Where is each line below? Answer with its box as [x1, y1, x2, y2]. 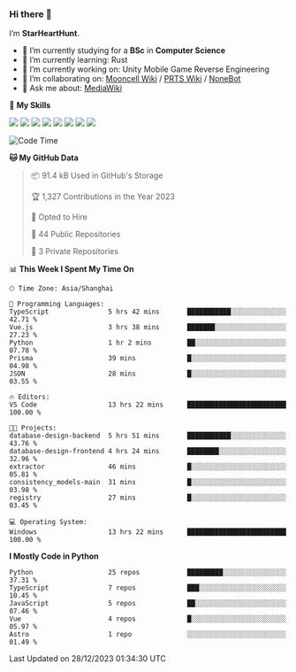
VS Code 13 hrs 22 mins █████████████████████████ [9, 400, 287, 410]
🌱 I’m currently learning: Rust [21, 55, 128, 66]
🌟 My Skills [9, 100, 51, 111]
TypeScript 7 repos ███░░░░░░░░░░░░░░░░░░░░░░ [9, 583, 287, 592]
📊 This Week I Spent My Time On [9, 264, 134, 274]
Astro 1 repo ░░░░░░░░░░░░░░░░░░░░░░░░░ [9, 630, 287, 639]
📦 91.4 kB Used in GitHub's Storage [30, 170, 163, 181]
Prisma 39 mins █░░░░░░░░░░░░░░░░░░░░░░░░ [9, 354, 287, 363]
